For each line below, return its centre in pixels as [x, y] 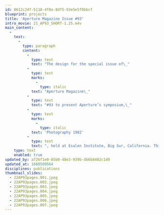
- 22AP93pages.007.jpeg [33, 205]
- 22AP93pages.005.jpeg [33, 196]
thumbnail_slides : [24, 173]
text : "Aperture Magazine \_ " [61, 91]
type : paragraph [39, 46]
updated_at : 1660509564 [29, 164]
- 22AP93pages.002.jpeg [33, 182]
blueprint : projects [26, 14]
